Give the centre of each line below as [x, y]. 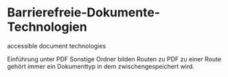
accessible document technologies [57, 46]
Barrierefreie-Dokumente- [83, 13]
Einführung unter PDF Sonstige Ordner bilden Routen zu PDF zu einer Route [114, 59]
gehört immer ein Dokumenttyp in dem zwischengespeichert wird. [101, 66]
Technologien [47, 27]
